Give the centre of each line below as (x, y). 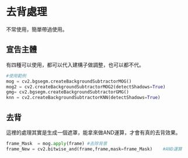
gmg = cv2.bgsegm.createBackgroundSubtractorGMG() (68, 92)
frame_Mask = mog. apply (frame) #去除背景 (57, 143)
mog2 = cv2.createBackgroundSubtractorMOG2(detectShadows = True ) (86, 87)
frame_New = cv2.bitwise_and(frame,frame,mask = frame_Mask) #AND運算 (94, 149)
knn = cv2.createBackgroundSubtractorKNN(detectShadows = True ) (83, 98)
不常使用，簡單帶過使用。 (37, 29)
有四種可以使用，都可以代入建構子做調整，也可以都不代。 (75, 64)
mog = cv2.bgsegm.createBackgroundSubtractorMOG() (69, 81)
